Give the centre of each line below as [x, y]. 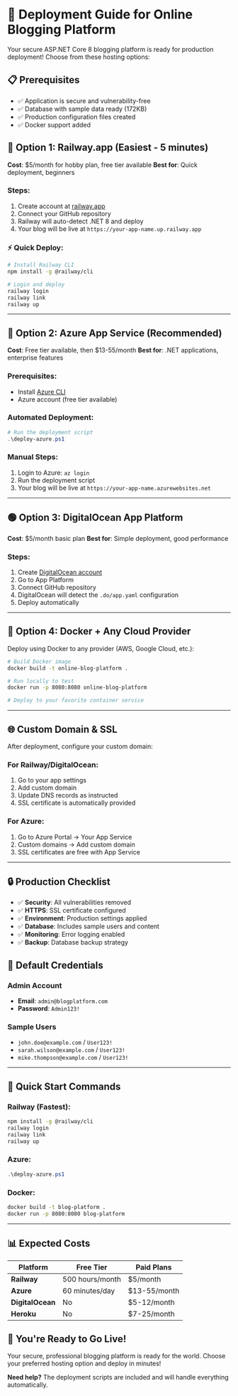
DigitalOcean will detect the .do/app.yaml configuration [98, 595]
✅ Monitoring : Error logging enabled [71, 935]
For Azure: [26, 822]
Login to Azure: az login [53, 473]
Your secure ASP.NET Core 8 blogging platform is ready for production [110, 49]
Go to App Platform [46, 579]
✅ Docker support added [54, 124]
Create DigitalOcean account [60, 572]
